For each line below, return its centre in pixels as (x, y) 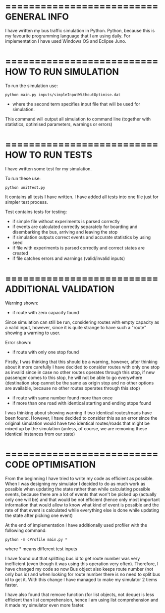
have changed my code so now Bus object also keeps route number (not (79, 569)
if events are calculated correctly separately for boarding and (75, 227)
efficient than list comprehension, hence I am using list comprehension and (82, 600)
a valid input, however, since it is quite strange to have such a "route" (76, 327)
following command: (26, 530)
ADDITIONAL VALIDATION (60, 289)
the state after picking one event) (39, 515)
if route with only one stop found (46, 352)
